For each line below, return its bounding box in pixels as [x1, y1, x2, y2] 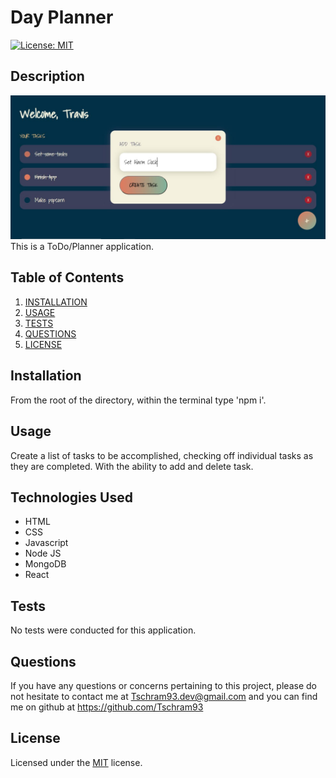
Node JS [24, 547, 62, 560]
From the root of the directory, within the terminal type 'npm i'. [10, 394, 267, 406]
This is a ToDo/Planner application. [10, 241, 154, 253]
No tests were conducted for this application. [10, 624, 197, 636]
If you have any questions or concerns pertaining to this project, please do [10, 679, 317, 691]
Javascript [24, 537, 69, 549]
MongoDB [24, 558, 67, 570]
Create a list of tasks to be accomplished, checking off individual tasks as [10, 449, 314, 461]
